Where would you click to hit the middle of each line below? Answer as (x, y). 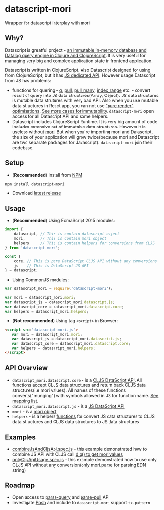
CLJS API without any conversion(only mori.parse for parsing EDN (79, 465)
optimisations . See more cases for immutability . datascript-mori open (83, 111)
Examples (20, 437)
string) (19, 470)
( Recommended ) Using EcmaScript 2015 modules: (64, 221)
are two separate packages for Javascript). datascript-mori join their (82, 142)
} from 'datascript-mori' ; (33, 248)
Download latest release (37, 193)
